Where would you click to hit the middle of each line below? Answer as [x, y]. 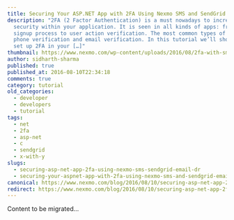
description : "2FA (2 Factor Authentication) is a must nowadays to [109, 20]
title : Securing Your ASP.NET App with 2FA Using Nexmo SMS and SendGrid [117, 14]
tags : [15, 117]
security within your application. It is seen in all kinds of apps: [116, 27]
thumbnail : [23, 53]
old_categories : [31, 91]
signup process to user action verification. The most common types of [120, 33]
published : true [31, 66]
